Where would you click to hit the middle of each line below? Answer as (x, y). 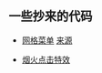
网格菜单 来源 (47, 40)
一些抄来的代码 (51, 16)
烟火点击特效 (46, 59)
